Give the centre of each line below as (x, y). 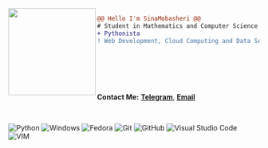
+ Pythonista (118, 33)
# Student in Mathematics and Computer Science (177, 26)
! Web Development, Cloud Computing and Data (174, 41)
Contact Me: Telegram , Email (146, 97)
